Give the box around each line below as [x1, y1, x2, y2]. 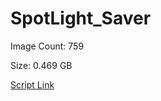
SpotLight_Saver [10, 7, 152, 30]
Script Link [10, 78, 55, 91]
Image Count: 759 [10, 40, 85, 52]
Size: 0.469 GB [10, 59, 73, 71]
